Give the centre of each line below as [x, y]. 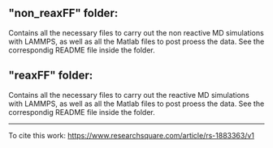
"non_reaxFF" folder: [63, 13]
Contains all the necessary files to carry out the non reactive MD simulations [136, 32]
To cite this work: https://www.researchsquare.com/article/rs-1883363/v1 [131, 135]
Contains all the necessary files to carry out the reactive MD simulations [129, 95]
